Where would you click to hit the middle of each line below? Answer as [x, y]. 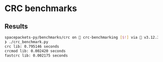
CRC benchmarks [41, 8]
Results [16, 26]
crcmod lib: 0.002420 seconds [35, 51]
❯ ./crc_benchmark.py [27, 42]
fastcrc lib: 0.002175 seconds [36, 55]
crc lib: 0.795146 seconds [32, 46]
